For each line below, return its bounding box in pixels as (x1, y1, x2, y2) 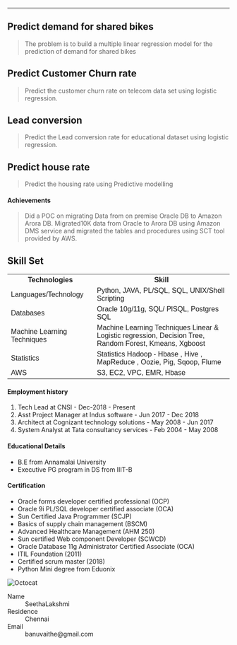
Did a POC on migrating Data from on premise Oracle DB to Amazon (24, 211, 222, 220)
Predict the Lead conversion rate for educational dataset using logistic (24, 133, 229, 141)
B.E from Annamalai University (17, 458, 107, 466)
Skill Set (7, 255, 44, 267)
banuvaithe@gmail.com (25, 629, 94, 638)
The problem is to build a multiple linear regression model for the (24, 40, 213, 48)
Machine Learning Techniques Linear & (96, 323, 219, 332)
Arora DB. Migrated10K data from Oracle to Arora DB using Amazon (24, 219, 221, 228)
